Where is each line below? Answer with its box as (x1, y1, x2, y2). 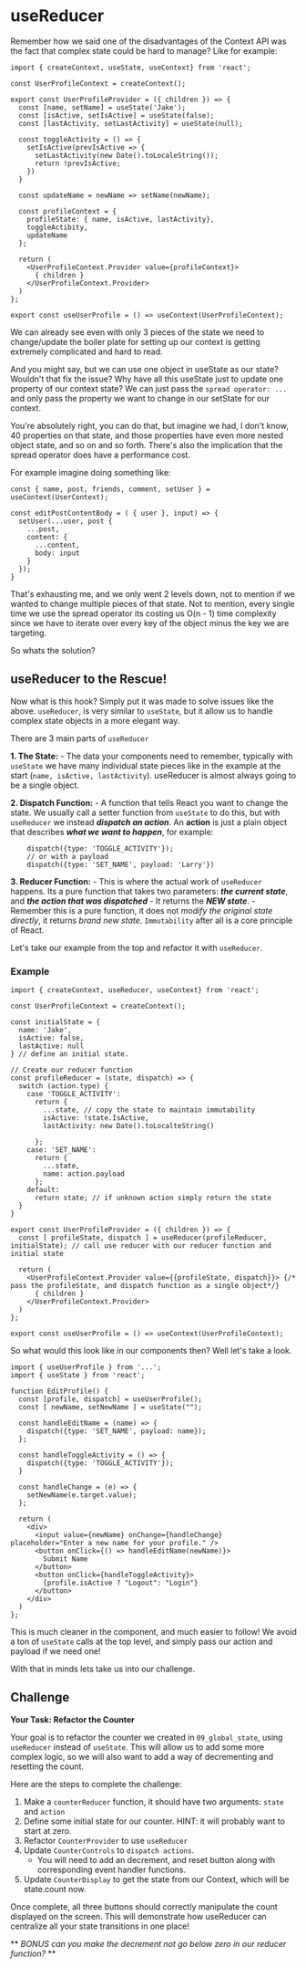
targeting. (10, 627, 47, 638)
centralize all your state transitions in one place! (10, 1921, 190, 1931)
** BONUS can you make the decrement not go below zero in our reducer (10, 1938, 287, 1949)
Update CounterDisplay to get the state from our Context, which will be (23, 1873, 290, 1885)
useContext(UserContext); (10, 492, 108, 502)
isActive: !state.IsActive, (43, 1114, 149, 1123)
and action (23, 1806, 66, 1816)
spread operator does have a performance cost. (10, 449, 190, 460)
